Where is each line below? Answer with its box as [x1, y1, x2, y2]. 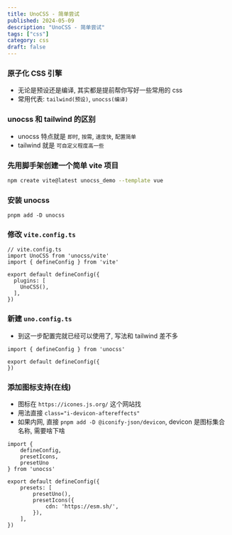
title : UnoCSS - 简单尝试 [7, 10, 80, 18]
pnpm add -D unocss [7, 212, 65, 219]
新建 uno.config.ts [7, 314, 72, 324]
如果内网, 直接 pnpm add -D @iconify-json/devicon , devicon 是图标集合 [17, 417, 226, 426]
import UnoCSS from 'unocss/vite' [7, 252, 110, 260]
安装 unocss [7, 195, 50, 205]
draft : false [7, 43, 46, 51]
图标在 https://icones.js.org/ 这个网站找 [17, 400, 142, 408]
